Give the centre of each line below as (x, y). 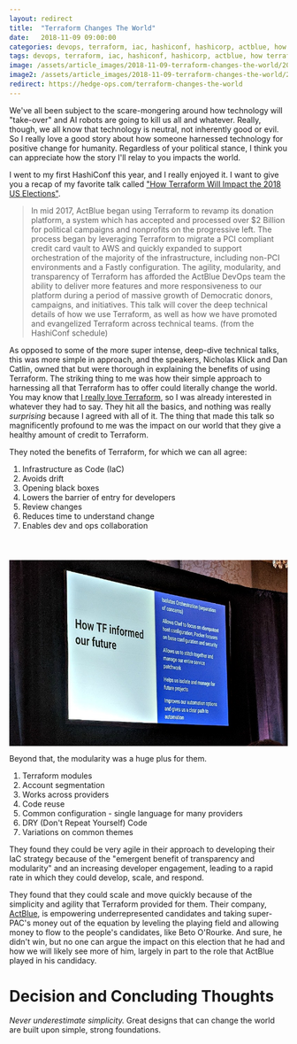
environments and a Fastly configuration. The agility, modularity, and (156, 267)
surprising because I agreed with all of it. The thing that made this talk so (142, 415)
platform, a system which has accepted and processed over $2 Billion (158, 220)
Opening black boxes (61, 488)
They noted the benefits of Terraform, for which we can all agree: (128, 452)
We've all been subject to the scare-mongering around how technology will (146, 110)
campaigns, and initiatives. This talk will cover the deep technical (149, 305)
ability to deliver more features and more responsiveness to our (146, 286)
